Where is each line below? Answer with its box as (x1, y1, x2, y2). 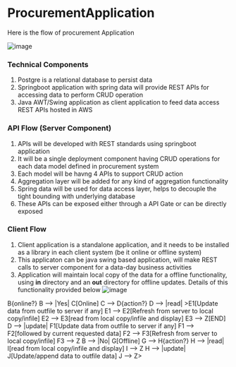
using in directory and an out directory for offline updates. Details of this (17, 277, 228, 287)
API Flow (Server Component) (7, 124, 111, 133)
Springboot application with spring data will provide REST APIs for (17, 83, 209, 92)
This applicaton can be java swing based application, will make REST (17, 255, 218, 264)
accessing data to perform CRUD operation (17, 90, 144, 100)
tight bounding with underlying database (17, 192, 136, 200)
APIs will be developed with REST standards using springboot (17, 139, 197, 148)
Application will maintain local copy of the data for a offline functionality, (17, 270, 228, 279)
